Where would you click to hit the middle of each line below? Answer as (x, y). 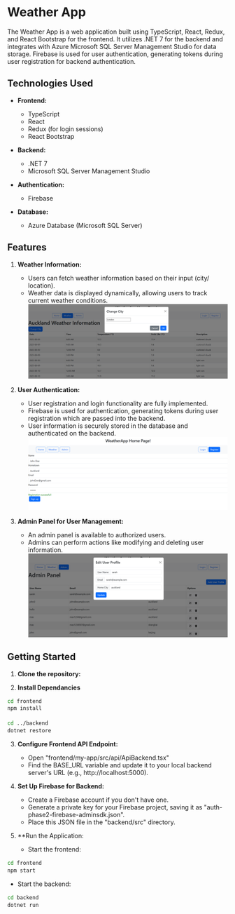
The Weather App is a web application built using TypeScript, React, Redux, (116, 32)
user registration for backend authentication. (72, 61)
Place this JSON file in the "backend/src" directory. (102, 822)
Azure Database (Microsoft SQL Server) (85, 225)
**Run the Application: (50, 835)
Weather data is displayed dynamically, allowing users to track (117, 293)
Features (27, 247)
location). (42, 285)
